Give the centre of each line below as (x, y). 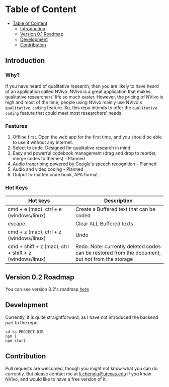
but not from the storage (104, 259)
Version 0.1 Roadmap (42, 34)
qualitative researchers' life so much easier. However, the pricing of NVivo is (84, 96)
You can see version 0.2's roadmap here (47, 289)
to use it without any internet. (43, 142)
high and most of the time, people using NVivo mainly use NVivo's (74, 102)
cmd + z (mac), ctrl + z (35, 232)
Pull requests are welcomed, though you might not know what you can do (81, 368)
